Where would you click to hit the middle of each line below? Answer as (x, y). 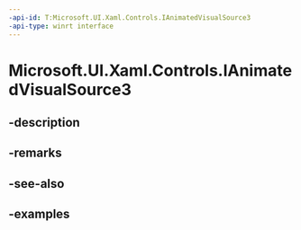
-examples (39, 214)
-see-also (36, 184)
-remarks (35, 153)
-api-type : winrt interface (61, 26)
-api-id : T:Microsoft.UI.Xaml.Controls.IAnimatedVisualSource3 (130, 18)
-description (44, 123)
